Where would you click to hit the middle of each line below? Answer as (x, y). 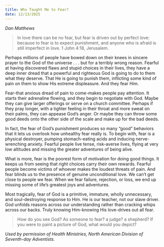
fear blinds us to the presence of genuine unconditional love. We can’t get (80, 174)
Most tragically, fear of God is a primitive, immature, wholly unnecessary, (79, 194)
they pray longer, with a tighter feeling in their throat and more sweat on (78, 109)
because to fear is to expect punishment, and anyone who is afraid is (87, 43)
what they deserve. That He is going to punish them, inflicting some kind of (81, 78)
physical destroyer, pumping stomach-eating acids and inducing (70, 139)
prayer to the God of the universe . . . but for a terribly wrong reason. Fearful (82, 63)
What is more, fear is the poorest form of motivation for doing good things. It (82, 158)
